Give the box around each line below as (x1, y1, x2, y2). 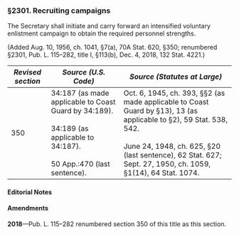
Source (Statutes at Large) (129, 72, 223, 82)
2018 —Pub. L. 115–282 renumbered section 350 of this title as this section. (7, 220, 226, 228)
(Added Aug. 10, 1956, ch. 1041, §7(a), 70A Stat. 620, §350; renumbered (7, 43, 218, 52)
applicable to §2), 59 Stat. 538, (123, 115, 228, 125)
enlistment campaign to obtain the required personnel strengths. (7, 29, 196, 38)
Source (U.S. (62, 67, 105, 77)
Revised (14, 67, 41, 77)
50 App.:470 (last (51, 159, 110, 169)
